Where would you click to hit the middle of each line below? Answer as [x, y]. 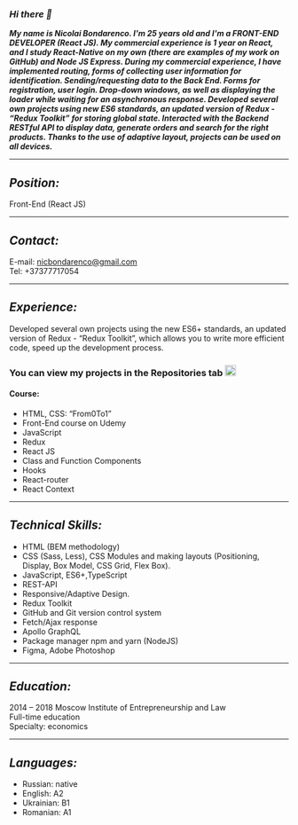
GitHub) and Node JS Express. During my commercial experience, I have [145, 62]
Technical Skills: [55, 526]
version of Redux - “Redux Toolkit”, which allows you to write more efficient [147, 338]
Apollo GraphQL [51, 631]
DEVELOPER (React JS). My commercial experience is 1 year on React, [141, 43]
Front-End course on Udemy [74, 423]
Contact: [34, 240]
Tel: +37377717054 [44, 271]
